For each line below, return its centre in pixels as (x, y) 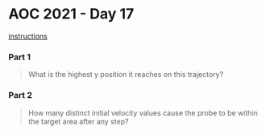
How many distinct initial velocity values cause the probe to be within (143, 112)
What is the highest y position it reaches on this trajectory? (126, 75)
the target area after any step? (78, 121)
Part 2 (21, 95)
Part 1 (19, 57)
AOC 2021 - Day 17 (71, 14)
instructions (28, 36)
